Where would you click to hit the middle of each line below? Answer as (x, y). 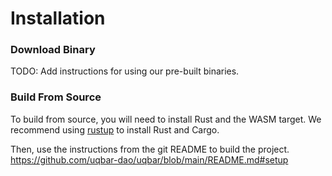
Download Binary (53, 50)
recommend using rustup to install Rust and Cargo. (115, 129)
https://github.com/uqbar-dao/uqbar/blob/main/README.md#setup (149, 159)
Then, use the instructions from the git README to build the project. (150, 149)
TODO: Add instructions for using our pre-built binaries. (125, 71)
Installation (58, 18)
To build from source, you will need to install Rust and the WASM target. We (166, 119)
